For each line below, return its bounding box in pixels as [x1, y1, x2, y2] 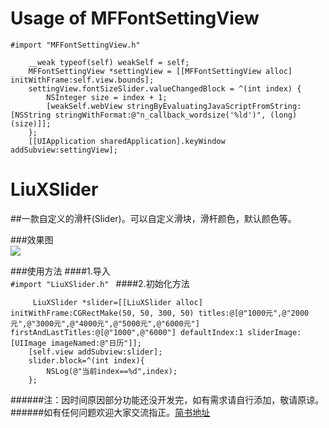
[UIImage [10, 338, 47, 348]
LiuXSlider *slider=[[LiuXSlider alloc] [32, 297, 203, 307]
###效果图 [10, 233, 54, 246]
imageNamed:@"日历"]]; [50, 338, 142, 348]
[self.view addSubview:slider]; [28, 347, 163, 357]
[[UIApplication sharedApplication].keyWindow [28, 136, 226, 146]
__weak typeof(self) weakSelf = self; [28, 57, 190, 67]
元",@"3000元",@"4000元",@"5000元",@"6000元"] [10, 318, 200, 329]
